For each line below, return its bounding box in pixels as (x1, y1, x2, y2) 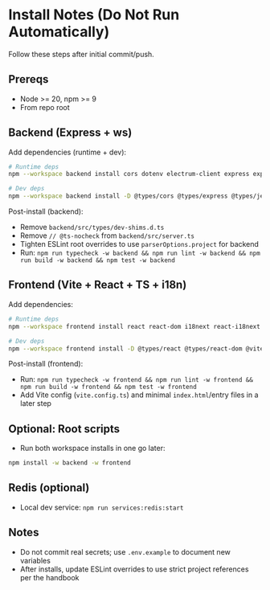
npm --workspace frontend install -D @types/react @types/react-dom (8, 344, 243, 353)
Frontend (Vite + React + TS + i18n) (8, 278, 187, 292)
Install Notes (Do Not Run (8, 6, 180, 24)
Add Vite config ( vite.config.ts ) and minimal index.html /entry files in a (19, 390, 259, 399)
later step (19, 399, 52, 408)
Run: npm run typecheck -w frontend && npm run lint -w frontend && (19, 375, 253, 384)
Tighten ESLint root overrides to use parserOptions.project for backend (19, 240, 260, 249)
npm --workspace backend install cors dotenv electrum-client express (8, 170, 250, 178)
